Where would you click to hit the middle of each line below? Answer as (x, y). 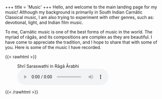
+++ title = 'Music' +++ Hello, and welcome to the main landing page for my (81, 7)
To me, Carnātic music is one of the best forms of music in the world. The (79, 32)
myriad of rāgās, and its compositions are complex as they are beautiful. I (79, 37)
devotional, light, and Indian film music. (44, 22)
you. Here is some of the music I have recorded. (53, 47)
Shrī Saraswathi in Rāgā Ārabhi (48, 66)
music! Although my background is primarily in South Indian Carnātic (74, 12)
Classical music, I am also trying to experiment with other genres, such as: (80, 17)
